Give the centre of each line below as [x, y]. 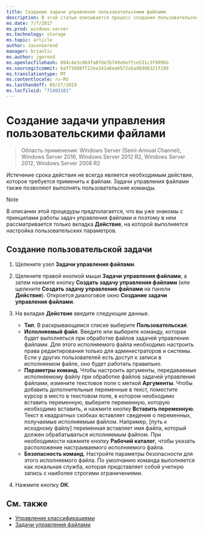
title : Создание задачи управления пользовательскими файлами [86, 12]
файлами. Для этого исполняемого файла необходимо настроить [109, 344]
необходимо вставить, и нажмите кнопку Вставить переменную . [109, 409]
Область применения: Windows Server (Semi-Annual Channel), [101, 150]
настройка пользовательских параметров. [62, 230]
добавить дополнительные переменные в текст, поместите [101, 389]
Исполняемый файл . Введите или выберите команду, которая [105, 331]
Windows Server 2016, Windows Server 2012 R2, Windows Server [103, 157]
